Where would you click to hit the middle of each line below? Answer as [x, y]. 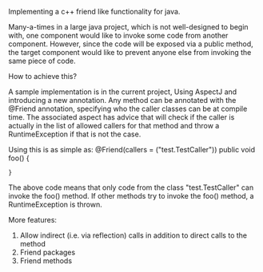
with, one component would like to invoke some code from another [118, 35]
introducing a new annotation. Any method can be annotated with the [122, 100]
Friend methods [46, 261]
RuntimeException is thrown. [55, 204]
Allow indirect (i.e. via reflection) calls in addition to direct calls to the [133, 235]
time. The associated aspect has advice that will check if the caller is [122, 117]
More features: [33, 220]
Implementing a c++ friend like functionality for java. [94, 12]
